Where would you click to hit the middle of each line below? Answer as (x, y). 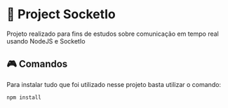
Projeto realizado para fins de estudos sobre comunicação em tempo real (113, 34)
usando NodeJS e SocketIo (46, 41)
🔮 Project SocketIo (61, 14)
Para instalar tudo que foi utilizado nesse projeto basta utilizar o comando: (114, 84)
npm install (24, 97)
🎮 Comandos (37, 64)
